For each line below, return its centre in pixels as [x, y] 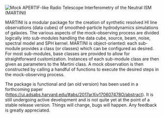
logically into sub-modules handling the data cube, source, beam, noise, [78, 38]
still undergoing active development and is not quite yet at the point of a [78, 100]
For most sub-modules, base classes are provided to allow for [68, 54]
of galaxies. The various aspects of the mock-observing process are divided [82, 33]
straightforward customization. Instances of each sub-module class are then [82, 59]
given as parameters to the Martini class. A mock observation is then [74, 64]
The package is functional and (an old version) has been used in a [72, 84]
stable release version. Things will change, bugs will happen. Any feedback [81, 105]
